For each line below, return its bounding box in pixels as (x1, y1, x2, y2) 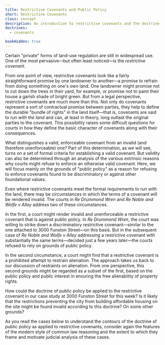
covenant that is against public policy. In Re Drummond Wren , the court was (5, 216, 159, 222)
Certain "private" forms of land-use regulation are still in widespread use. (5, 52, 154, 58)
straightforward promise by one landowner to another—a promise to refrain (5, 77, 158, 84)
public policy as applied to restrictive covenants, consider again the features (5, 323, 160, 329)
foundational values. (5, 176, 46, 182)
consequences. (5, 130, 37, 136)
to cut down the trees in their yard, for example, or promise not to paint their (5, 88, 159, 94)
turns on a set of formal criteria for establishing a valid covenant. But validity (5, 150, 160, 156)
